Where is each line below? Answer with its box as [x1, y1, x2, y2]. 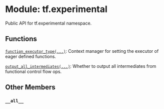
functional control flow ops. [5, 68, 62, 74]
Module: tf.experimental [5, 4, 107, 15]
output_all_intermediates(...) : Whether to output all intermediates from [5, 63, 156, 69]
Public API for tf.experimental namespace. [5, 20, 92, 26]
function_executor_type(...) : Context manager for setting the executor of [5, 48, 159, 54]
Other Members [5, 83, 56, 91]
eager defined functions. [5, 53, 56, 59]
